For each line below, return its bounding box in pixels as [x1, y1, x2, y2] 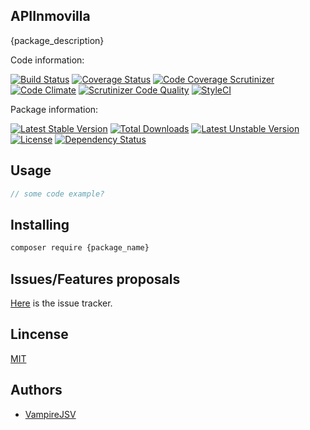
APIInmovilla [10, 8, 91, 25]
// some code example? [10, 189, 105, 199]
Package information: [10, 103, 99, 115]
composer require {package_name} [10, 243, 150, 253]
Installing [10, 216, 70, 233]
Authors [10, 382, 63, 399]
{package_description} [10, 34, 105, 46]
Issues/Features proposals [10, 270, 181, 288]
